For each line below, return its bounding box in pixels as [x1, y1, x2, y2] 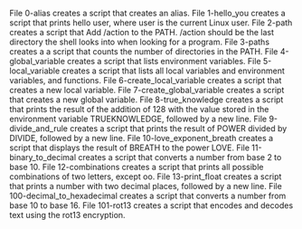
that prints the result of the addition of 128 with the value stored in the [9, 104, 269, 114]
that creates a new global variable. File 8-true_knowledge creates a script [9, 94, 284, 105]
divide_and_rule [9, 123, 69, 134]
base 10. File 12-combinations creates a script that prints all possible [9, 162, 264, 172]
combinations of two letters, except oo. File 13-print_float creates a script [9, 171, 282, 182]
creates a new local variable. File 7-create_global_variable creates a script [9, 85, 285, 95]
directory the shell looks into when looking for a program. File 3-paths [9, 36, 269, 47]
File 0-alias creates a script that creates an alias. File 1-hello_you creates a [9, 8, 287, 18]
